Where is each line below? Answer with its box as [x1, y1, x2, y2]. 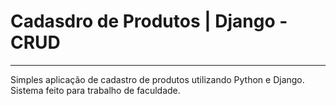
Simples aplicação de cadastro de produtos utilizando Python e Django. [10, 73, 305, 85]
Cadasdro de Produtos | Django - [10, 10, 288, 33]
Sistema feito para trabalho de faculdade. [10, 84, 181, 96]
